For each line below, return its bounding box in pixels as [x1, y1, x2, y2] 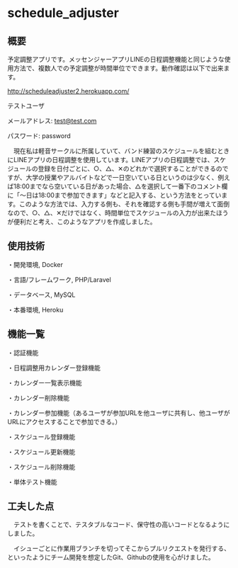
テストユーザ [7, 101, 45, 110]
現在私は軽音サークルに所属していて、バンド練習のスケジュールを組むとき [13, 147, 230, 155]
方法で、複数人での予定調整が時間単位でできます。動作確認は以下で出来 [13, 64, 225, 72]
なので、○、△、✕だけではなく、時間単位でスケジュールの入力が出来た [7, 209, 217, 217]
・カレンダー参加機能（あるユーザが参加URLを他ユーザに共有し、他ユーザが [7, 409, 230, 417]
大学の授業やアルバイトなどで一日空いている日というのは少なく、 [25, 174, 218, 181]
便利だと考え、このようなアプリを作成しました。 [13, 217, 157, 226]
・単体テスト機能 [7, 477, 57, 486]
